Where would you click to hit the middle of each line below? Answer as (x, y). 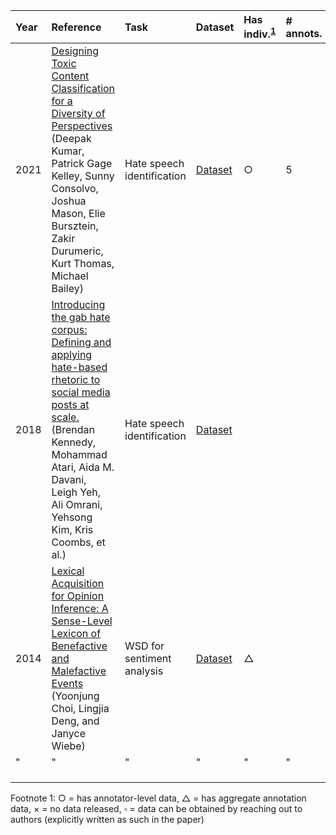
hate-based (79, 367)
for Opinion (78, 596)
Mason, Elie (78, 214)
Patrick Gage (82, 164)
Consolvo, (75, 189)
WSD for (144, 646)
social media (81, 392)
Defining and (81, 342)
